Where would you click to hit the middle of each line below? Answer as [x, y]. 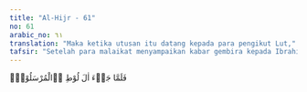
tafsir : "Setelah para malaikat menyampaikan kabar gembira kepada [141, 52]
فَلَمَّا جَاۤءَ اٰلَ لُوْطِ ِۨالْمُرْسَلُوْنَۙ [69, 77]
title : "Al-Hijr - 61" [53, 18]
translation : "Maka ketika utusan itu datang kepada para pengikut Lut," [153, 43]
